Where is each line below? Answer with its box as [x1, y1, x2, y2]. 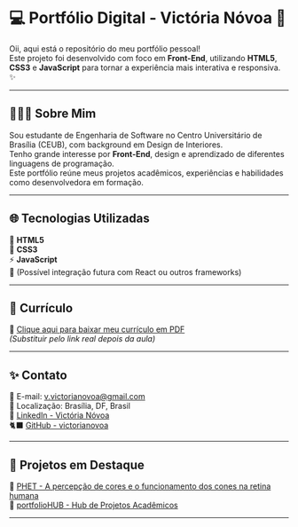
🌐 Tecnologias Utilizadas [9, 211, 150, 226]
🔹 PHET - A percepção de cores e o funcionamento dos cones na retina [9, 481, 271, 492]
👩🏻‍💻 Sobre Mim [9, 106, 97, 122]
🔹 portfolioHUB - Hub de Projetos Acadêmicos [9, 499, 179, 510]
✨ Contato [9, 367, 68, 382]
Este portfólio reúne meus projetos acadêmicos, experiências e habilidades [9, 167, 284, 178]
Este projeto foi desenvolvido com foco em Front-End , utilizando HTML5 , [9, 52, 278, 63]
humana [9, 491, 39, 500]
